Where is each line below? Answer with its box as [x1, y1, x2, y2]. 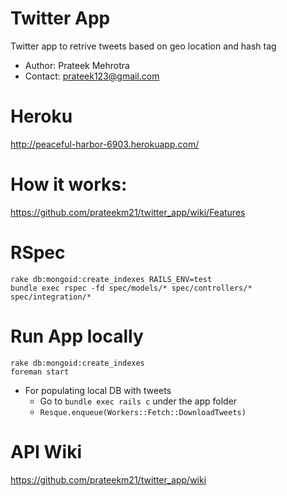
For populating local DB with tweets [24, 384, 172, 396]
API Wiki [10, 440, 83, 463]
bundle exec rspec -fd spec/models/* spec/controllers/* [10, 283, 253, 293]
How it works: [10, 173, 128, 196]
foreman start [10, 367, 70, 377]
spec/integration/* [10, 292, 92, 302]
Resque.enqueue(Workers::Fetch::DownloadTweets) [39, 407, 247, 417]
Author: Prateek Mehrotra [24, 59, 130, 71]
